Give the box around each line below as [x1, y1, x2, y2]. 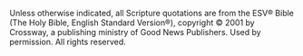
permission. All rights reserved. [9, 36, 127, 47]
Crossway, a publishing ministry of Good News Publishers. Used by [9, 27, 261, 37]
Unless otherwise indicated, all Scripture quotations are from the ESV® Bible [9, 8, 295, 18]
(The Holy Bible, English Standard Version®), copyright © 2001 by [9, 17, 256, 28]
